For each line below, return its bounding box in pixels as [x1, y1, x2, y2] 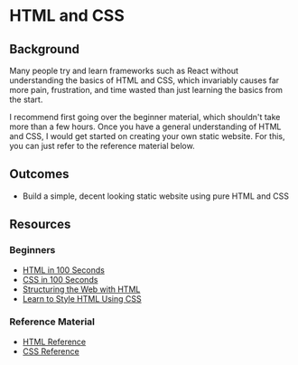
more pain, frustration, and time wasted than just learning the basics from [9, 85, 283, 95]
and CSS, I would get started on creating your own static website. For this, [9, 131, 285, 141]
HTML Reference [22, 336, 87, 347]
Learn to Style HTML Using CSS [22, 293, 142, 304]
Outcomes [9, 166, 70, 182]
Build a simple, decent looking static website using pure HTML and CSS [22, 191, 289, 201]
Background [9, 42, 79, 57]
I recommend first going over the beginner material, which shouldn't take [9, 112, 281, 122]
